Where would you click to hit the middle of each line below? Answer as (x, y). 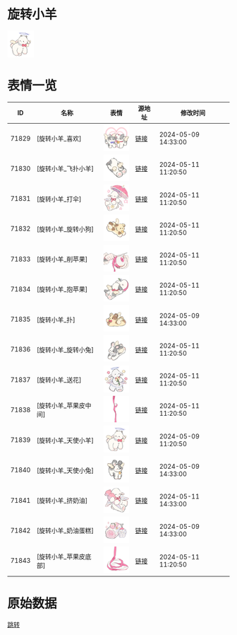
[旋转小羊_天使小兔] (65, 470)
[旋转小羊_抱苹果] (62, 289)
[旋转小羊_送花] (59, 380)
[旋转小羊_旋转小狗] (65, 229)
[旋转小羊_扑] (56, 320)
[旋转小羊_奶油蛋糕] (65, 530)
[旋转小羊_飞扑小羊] (65, 169)
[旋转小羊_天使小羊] (65, 440)
